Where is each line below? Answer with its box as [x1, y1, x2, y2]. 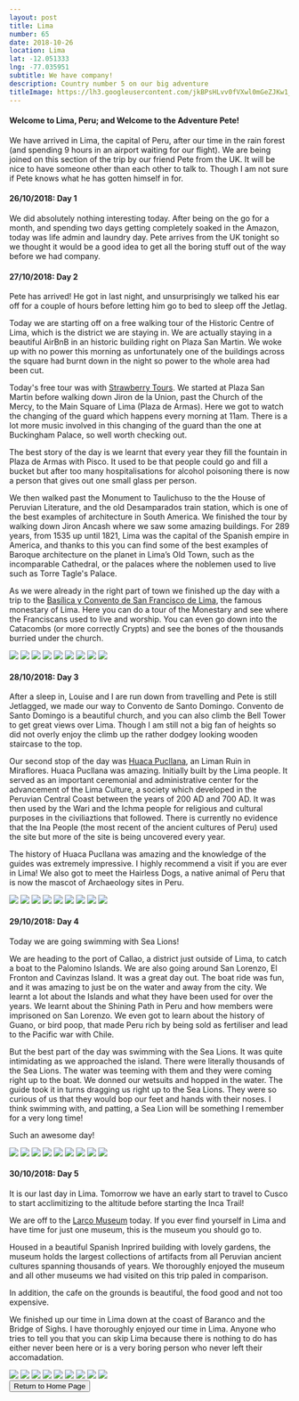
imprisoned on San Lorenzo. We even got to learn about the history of [9, 1010, 265, 1021]
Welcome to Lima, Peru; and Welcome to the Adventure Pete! [9, 115, 240, 126]
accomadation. [9, 1351, 64, 1363]
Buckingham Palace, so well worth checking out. [9, 429, 188, 441]
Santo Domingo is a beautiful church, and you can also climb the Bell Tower [9, 710, 287, 721]
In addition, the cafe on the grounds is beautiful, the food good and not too [9, 1287, 283, 1298]
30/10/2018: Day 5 [9, 1169, 79, 1179]
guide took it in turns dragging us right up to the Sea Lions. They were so [9, 1084, 278, 1095]
